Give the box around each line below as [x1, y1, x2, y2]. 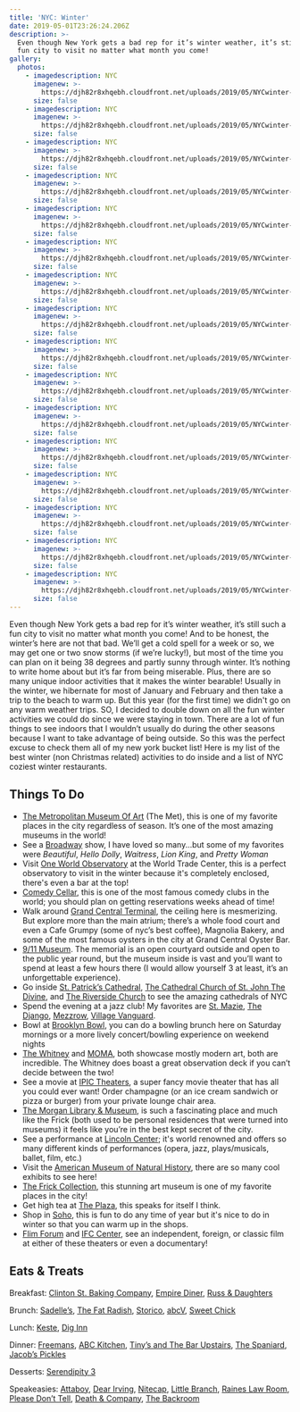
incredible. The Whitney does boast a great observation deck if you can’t [21, 1057, 291, 1068]
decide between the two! [21, 1066, 114, 1077]
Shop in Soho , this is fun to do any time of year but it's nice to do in [21, 1209, 270, 1220]
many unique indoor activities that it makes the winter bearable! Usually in [9, 675, 281, 686]
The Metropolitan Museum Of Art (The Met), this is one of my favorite [21, 810, 279, 822]
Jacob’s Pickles [9, 1349, 67, 1359]
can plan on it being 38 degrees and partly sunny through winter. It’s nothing [9, 656, 290, 667]
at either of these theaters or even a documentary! [21, 1238, 208, 1249]
